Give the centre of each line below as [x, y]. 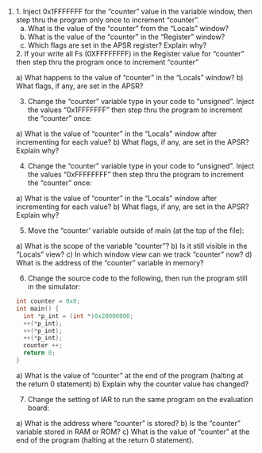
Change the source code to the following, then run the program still [137, 278]
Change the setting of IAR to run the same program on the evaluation [140, 399]
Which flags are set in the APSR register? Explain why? [117, 45]
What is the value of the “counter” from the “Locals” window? [128, 28]
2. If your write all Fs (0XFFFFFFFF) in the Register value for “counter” [130, 54]
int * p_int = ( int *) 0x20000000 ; [79, 316]
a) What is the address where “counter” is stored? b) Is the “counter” [128, 423]
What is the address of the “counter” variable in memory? [110, 263]
